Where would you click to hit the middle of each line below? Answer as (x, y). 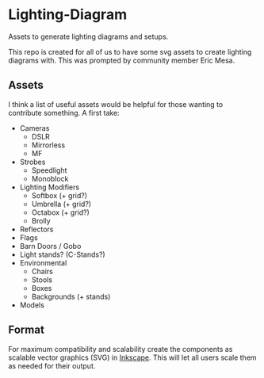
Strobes (33, 162)
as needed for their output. (52, 365)
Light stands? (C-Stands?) (62, 254)
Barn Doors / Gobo (50, 246)
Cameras (34, 128)
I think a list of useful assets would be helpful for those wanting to (116, 104)
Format (27, 330)
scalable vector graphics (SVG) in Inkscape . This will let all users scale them (132, 357)
